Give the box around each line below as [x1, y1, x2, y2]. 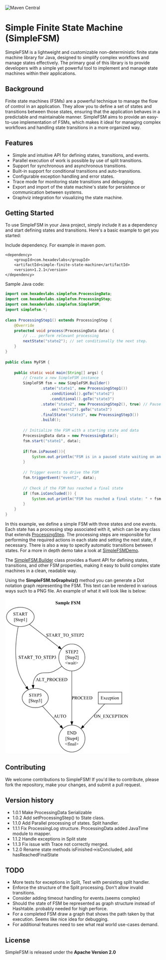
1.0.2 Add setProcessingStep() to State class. [12, 815, 105, 821]
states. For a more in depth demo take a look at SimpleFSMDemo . [5, 548, 140, 553]
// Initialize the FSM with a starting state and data [23, 428, 139, 433]
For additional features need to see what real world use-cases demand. [12, 922, 159, 928]
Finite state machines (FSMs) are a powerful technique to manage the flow [5, 98, 158, 104]
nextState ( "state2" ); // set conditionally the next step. [23, 339, 148, 344]
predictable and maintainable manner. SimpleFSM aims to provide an [5, 114, 146, 120]
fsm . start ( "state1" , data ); [23, 438, 81, 443]
